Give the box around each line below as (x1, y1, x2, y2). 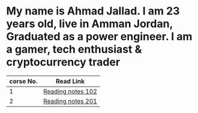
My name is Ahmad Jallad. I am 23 (6, 4, 180, 18)
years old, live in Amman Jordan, (6, 17, 173, 31)
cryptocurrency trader (6, 55, 121, 69)
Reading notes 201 (43, 97, 97, 105)
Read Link (56, 77, 85, 85)
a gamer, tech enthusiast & (6, 43, 142, 56)
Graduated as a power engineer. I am (6, 30, 193, 43)
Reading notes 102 (43, 87, 97, 96)
